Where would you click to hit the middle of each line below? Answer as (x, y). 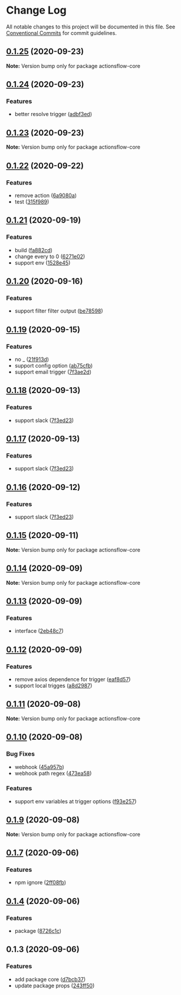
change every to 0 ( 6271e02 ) (50, 256)
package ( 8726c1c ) (38, 931)
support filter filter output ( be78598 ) (59, 311)
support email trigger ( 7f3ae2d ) (53, 372)
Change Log (36, 10)
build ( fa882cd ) (34, 250)
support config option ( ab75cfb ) (54, 366)
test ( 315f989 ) (32, 201)
